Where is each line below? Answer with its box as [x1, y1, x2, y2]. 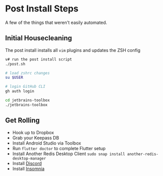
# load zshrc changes [5, 70, 50, 75]
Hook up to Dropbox [12, 129, 54, 135]
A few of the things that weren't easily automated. [5, 19, 107, 25]
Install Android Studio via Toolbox [12, 140, 81, 146]
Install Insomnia [12, 166, 45, 172]
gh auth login [5, 89, 35, 94]
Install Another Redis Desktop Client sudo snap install [12, 151, 125, 157]
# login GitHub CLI [5, 84, 46, 89]
